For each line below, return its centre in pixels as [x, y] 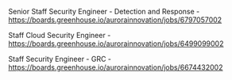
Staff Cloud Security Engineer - [60, 35]
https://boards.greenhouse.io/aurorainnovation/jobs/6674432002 [116, 67]
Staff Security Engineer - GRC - [60, 59]
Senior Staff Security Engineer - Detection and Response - [104, 11]
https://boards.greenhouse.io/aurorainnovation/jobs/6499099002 [116, 44]
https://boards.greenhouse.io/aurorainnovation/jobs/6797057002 [115, 20]
